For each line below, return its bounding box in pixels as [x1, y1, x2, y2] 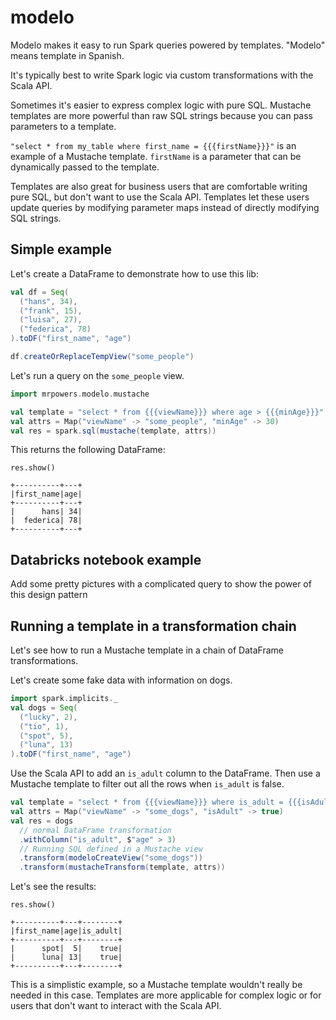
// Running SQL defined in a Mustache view [19, 844, 203, 854]
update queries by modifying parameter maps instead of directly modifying [10, 201, 320, 213]
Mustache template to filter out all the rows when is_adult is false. [10, 778, 285, 790]
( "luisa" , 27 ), [19, 315, 83, 325]
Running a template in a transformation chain [10, 617, 297, 635]
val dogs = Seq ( [10, 702, 78, 713]
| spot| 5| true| [10, 944, 123, 954]
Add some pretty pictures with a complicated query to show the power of [10, 578, 312, 590]
